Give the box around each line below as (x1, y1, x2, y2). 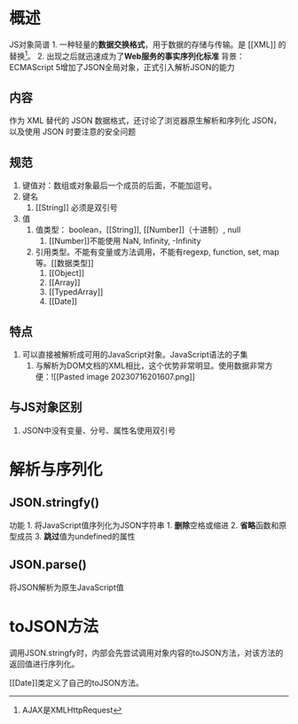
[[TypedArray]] (48, 287, 104, 297)
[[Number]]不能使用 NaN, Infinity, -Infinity (48, 236, 201, 247)
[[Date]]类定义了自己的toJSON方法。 (9, 677, 145, 688)
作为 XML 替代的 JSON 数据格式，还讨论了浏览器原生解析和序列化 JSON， (9, 115, 282, 126)
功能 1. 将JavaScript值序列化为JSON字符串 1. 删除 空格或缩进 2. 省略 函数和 (9, 520, 279, 531)
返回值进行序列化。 (9, 658, 80, 669)
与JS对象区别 (9, 400, 82, 415)
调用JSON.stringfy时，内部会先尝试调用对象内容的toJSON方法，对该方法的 (9, 647, 284, 657)
